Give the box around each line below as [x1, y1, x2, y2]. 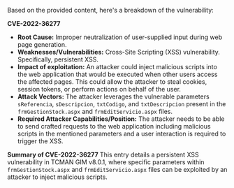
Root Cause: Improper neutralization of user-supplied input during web [17, 33, 222, 41]
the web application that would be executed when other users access [17, 70, 218, 78]
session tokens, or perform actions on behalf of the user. [17, 85, 182, 93]
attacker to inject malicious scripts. [7, 173, 108, 181]
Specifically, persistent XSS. [17, 55, 99, 64]
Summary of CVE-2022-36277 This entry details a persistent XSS [7, 150, 199, 159]
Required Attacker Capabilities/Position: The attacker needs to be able [17, 115, 225, 123]
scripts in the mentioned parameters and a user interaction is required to [17, 129, 226, 138]
